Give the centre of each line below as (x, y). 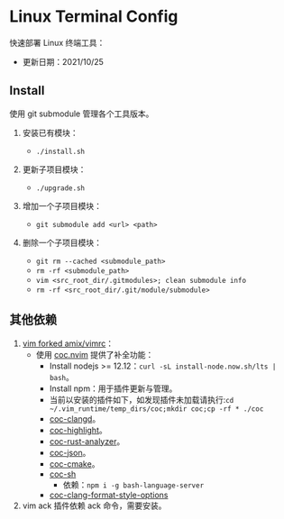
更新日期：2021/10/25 (63, 61)
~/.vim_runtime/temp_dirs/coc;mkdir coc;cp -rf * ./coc (156, 409)
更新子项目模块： (54, 169)
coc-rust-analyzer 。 (87, 441)
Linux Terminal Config (94, 17)
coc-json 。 (70, 452)
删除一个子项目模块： (62, 242)
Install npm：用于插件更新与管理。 (113, 388)
